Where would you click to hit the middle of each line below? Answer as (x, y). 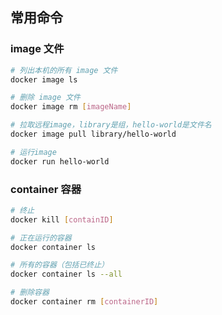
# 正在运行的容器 (41, 238)
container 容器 (46, 189)
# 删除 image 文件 (45, 98)
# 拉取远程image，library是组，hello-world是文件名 (111, 125)
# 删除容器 (30, 293)
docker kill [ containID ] (62, 219)
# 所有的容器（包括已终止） (60, 265)
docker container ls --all (66, 274)
